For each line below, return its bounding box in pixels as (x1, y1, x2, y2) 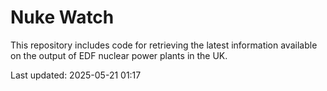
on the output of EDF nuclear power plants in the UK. (10, 49, 228, 61)
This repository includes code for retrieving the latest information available (10, 39, 318, 51)
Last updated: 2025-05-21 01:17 (10, 69, 142, 81)
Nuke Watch (10, 6, 115, 29)
